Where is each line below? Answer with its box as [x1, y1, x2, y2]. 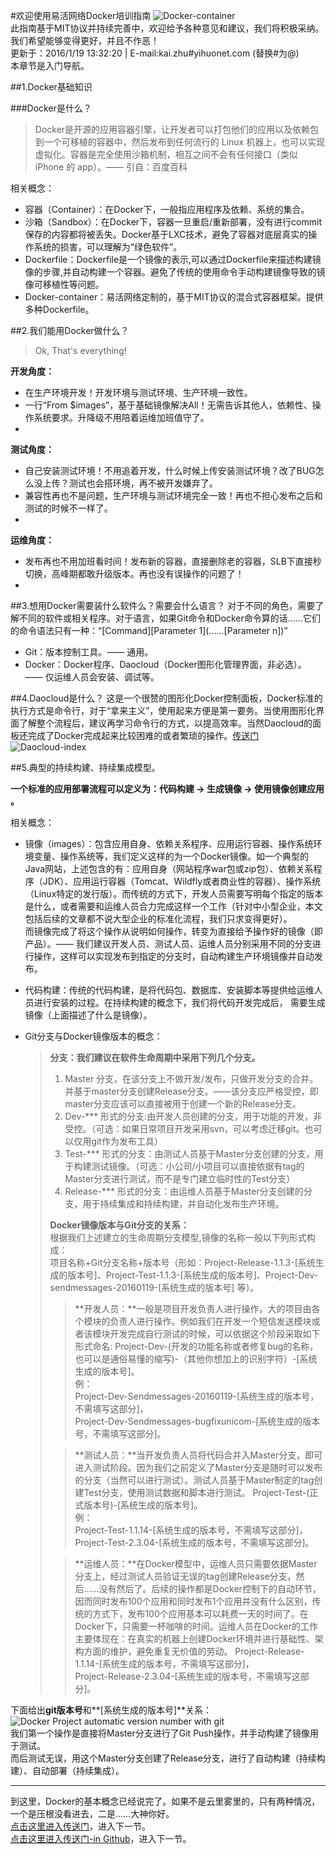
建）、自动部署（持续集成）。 [10, 1765, 125, 1776]
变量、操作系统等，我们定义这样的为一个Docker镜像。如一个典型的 [33, 850, 310, 862]
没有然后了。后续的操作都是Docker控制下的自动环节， [98, 1583, 322, 1594]
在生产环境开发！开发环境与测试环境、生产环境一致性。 [24, 387, 253, 398]
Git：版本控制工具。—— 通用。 [24, 646, 154, 658]
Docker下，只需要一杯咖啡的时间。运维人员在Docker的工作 [74, 1620, 318, 1632]
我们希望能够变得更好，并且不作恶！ [10, 35, 160, 46]
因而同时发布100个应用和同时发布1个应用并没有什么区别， [74, 1595, 313, 1607]
